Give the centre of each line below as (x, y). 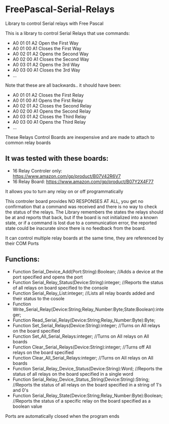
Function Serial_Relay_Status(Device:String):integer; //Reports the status (88, 282)
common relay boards (28, 143)
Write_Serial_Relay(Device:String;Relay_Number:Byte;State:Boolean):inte (88, 309)
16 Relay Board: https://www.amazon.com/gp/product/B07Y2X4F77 (83, 182)
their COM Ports (22, 243)
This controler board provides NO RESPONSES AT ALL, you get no (74, 201)
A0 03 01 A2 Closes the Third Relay (50, 116)
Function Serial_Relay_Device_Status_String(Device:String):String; (81, 379)
